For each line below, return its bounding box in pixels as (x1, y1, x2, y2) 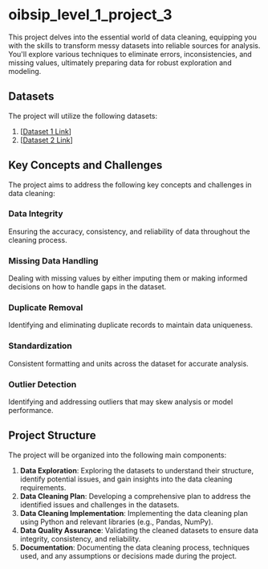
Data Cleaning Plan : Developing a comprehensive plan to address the (19, 491, 251, 501)
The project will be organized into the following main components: (8, 450, 227, 460)
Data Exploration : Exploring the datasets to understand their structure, (19, 465, 254, 475)
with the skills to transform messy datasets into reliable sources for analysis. (8, 40, 261, 50)
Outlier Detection (8, 379, 77, 390)
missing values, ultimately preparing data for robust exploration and (8, 58, 232, 68)
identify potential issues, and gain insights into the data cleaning (19, 474, 233, 484)
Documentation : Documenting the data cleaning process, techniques (19, 542, 250, 552)
